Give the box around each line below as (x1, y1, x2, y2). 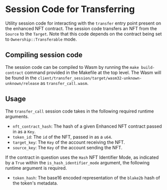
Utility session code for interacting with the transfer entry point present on (5, 20, 161, 26)
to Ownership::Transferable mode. (5, 36, 77, 42)
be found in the (5, 74, 37, 81)
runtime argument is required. (5, 165, 67, 171)
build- (141, 65, 155, 70)
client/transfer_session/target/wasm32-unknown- (37, 75, 142, 81)
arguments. (5, 113, 29, 119)
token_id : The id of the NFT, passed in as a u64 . (12, 134, 113, 140)
